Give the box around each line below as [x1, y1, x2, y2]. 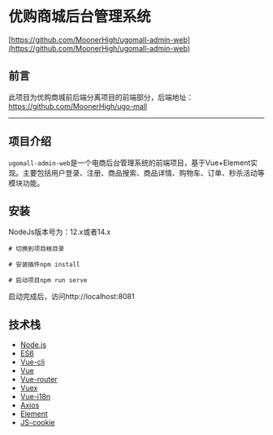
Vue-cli [19, 357, 45, 367]
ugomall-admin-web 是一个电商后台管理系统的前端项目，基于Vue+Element [8, 158, 251, 167]
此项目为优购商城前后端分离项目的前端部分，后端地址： [8, 92, 193, 102]
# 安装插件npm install [8, 261, 80, 269]
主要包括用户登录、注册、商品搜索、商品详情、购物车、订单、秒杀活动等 [22, 167, 265, 177]
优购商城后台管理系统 [8, 7, 152, 26]
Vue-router [19, 375, 58, 385]
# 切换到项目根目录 [8, 245, 65, 253]
